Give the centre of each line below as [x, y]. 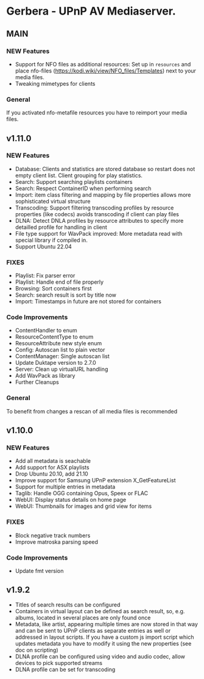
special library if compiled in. [51, 240]
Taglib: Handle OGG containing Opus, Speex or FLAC [81, 493]
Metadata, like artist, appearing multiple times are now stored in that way [106, 624]
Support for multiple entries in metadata [65, 487]
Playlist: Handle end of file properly [59, 282]
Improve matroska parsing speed [57, 542]
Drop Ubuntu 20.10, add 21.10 [51, 474]
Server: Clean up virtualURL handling [62, 369]
